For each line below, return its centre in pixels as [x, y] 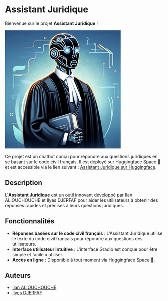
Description [24, 183]
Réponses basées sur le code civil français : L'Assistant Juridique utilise [87, 233]
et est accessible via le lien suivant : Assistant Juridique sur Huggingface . [81, 167]
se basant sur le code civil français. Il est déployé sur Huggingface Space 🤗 [83, 162]
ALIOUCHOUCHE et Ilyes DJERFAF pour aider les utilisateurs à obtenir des [82, 200]
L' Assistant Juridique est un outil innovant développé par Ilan [69, 195]
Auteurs [18, 276]
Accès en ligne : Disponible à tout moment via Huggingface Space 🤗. [84, 260]
